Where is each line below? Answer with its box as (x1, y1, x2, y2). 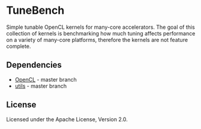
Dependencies (6, 60, 62, 70)
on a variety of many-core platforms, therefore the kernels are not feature (6, 36, 188, 43)
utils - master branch (14, 82, 67, 89)
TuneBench (6, 4, 65, 17)
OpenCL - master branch (14, 76, 77, 83)
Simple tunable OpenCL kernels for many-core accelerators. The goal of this (6, 23, 195, 31)
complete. (6, 43, 31, 50)
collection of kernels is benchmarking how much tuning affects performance (6, 29, 196, 37)
